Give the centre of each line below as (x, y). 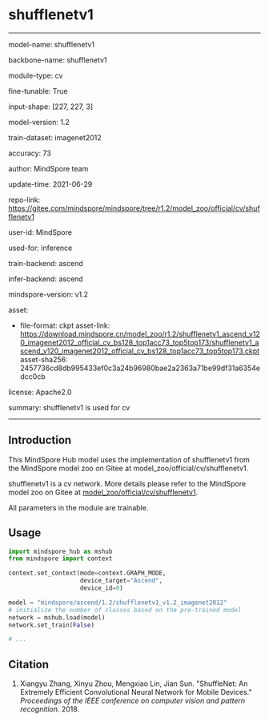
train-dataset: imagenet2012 (55, 137)
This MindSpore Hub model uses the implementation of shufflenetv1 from (129, 459)
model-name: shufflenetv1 (51, 44)
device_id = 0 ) (102, 588)
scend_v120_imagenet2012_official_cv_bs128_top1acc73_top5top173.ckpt (140, 351)
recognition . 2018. (50, 709)
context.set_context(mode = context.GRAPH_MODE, (87, 573)
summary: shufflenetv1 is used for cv (69, 407)
